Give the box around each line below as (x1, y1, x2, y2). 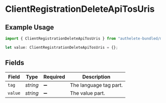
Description (82, 73, 111, 80)
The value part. (70, 90, 105, 97)
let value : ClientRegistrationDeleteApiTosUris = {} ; (5, 45, 119, 50)
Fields (5, 59, 25, 67)
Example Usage (5, 23, 54, 32)
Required (43, 73, 65, 80)
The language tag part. (70, 81, 123, 88)
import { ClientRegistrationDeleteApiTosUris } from (5, 36, 116, 41)
